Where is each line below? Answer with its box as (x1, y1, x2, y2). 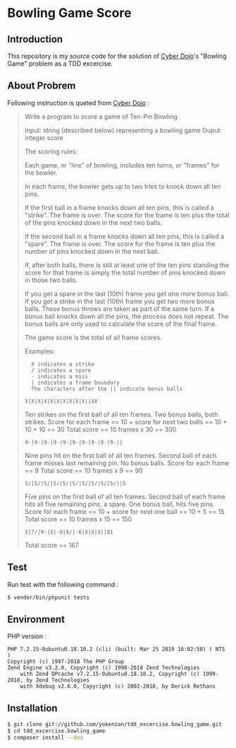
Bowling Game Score (7, 5, 132, 21)
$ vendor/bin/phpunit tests (7, 594, 90, 601)
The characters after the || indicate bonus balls (31, 385, 183, 392)
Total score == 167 (24, 541, 79, 549)
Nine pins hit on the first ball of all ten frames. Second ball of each (24, 451, 217, 460)
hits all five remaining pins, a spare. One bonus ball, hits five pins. (24, 500, 215, 508)
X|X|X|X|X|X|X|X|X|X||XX (24, 397, 98, 404)
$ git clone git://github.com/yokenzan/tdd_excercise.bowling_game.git (7, 721, 222, 728)
